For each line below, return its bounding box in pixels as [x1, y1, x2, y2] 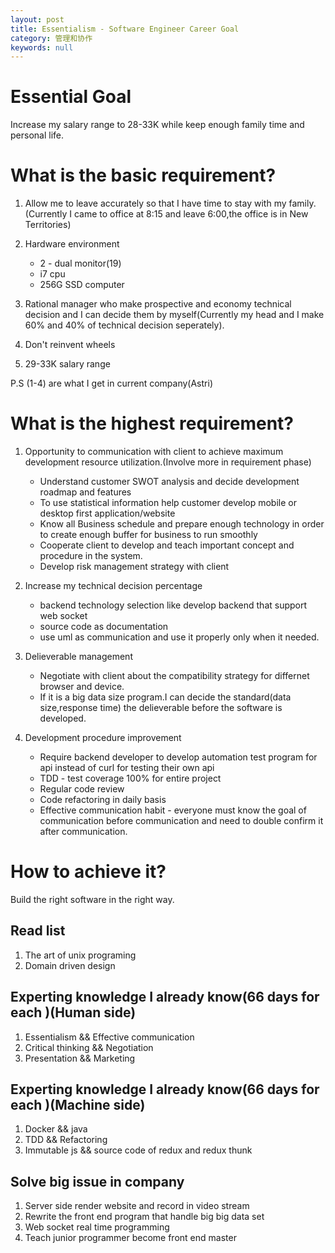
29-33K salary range [24, 358, 111, 370]
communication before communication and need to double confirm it [39, 815, 324, 827]
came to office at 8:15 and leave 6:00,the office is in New [73, 208, 309, 220]
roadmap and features [39, 486, 132, 498]
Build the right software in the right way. [10, 894, 175, 905]
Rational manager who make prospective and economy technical [24, 298, 292, 310]
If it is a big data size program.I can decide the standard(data [39, 691, 292, 703]
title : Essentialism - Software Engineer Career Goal [10, 24, 240, 34]
